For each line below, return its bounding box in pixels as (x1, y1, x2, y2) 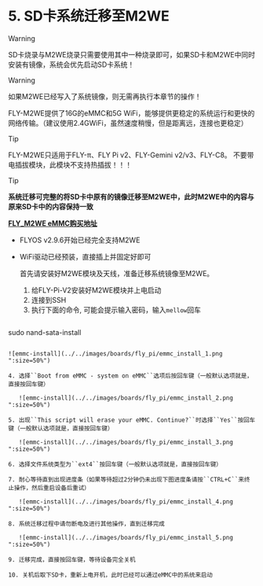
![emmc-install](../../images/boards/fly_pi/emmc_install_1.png (8, 349, 223, 358)
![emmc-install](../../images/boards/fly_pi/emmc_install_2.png (18, 394, 234, 402)
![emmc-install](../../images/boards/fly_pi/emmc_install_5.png (18, 533, 234, 541)
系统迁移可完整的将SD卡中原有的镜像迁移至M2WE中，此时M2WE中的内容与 (8, 192, 255, 201)
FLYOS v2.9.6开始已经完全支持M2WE (19, 235, 141, 245)
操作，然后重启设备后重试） (13, 484, 90, 492)
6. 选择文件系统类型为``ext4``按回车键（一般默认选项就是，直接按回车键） (8, 460, 222, 468)
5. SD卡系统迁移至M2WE (8, 7, 170, 25)
